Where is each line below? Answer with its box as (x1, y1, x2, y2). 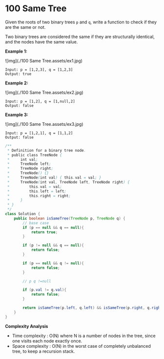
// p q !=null (22, 279, 51, 283)
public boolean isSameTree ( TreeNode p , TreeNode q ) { (14, 216, 125, 221)
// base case (22, 220, 49, 225)
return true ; (31, 230, 58, 235)
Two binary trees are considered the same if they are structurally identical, (5, 34, 155, 40)
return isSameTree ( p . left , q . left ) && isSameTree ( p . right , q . (22, 305, 152, 310)
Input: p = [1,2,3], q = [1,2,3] (5, 67, 73, 72)
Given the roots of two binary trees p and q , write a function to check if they (5, 19, 157, 25)
